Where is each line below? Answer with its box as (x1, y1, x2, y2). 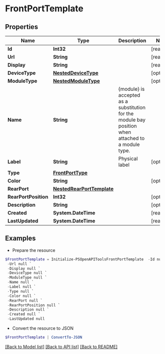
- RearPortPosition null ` (7, 303, 60, 308)
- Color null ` (7, 293, 36, 298)
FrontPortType (53, 170, 88, 176)
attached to (118, 135, 145, 142)
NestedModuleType (53, 77, 100, 84)
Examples (5, 234, 36, 243)
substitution (118, 104, 146, 111)
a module (118, 141, 140, 148)
